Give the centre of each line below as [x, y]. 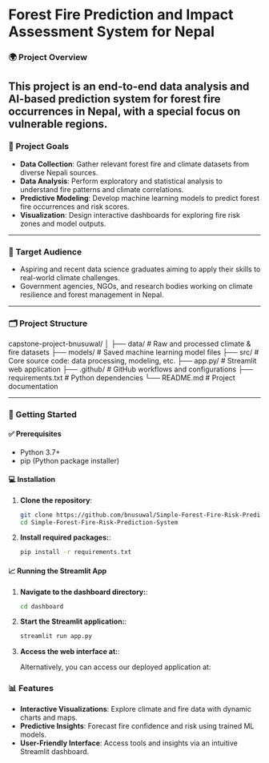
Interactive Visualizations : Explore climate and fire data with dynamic [136, 709]
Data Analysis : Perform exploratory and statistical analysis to [121, 181]
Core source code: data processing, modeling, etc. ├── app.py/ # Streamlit [132, 361]
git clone [36, 515]
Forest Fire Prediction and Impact [121, 15]
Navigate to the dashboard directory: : [84, 592]
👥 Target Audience [45, 251]
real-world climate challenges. [70, 278]
